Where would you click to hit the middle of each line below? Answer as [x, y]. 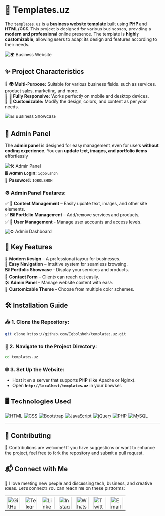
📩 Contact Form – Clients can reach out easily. [52, 277]
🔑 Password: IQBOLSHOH [29, 180]
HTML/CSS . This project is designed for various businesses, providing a [78, 29]
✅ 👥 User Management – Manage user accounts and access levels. [73, 222]
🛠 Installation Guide [37, 305]
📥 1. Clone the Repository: [37, 322]
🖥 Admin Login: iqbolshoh [31, 173]
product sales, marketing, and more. [42, 91]
